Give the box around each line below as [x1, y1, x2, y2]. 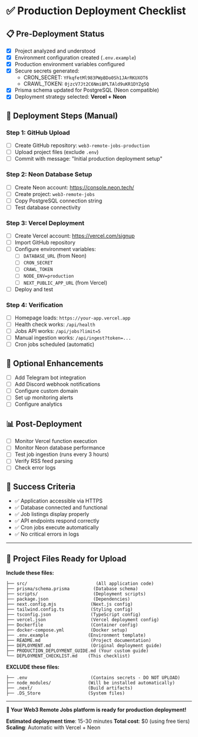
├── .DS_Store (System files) [6, 690, 126, 696]
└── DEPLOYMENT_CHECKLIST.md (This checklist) [6, 653, 131, 659]
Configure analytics [14, 400, 63, 408]
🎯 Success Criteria [6, 481, 75, 491]
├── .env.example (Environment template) [6, 632, 146, 638]
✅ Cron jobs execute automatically [14, 524, 99, 531]
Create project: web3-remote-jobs [14, 190, 95, 197]
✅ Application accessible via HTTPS [14, 497, 103, 504]
